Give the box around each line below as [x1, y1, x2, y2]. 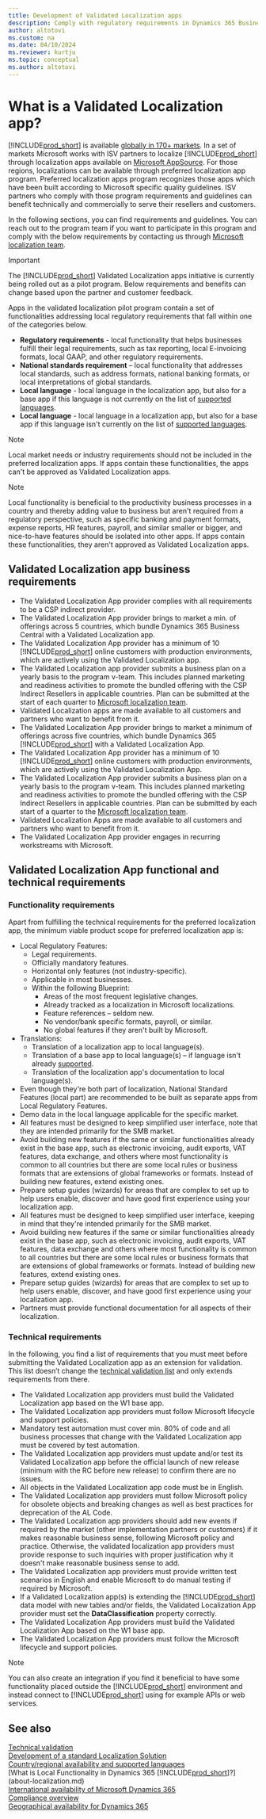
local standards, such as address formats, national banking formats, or [19, 369, 250, 378]
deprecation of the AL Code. [19, 1508, 113, 1518]
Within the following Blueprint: [31, 984, 131, 993]
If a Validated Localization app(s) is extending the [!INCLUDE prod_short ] [19, 1592, 256, 1602]
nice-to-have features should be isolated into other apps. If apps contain [8, 531, 245, 541]
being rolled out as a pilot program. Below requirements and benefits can [8, 279, 246, 289]
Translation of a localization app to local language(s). [31, 1042, 204, 1052]
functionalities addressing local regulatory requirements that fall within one [8, 311, 253, 321]
